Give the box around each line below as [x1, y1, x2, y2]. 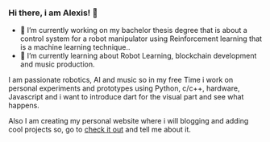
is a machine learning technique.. [19, 43, 131, 52]
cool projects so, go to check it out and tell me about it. [8, 124, 192, 135]
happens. [8, 100, 40, 111]
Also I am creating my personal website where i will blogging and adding [8, 116, 249, 126]
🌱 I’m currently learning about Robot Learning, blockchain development [19, 51, 257, 61]
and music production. [19, 59, 95, 69]
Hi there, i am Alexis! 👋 [8, 7, 98, 18]
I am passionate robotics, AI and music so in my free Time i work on [8, 75, 234, 85]
